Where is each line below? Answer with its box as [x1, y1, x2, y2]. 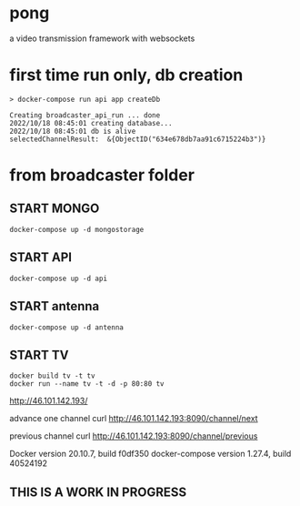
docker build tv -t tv [9, 371, 95, 380]
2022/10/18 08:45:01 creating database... [9, 118, 173, 127]
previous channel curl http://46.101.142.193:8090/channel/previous [9, 430, 258, 441]
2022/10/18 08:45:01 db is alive [9, 126, 136, 136]
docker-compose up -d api [9, 274, 107, 283]
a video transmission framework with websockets [9, 33, 195, 44]
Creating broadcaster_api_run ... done [9, 110, 161, 120]
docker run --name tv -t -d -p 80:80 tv [9, 379, 165, 389]
